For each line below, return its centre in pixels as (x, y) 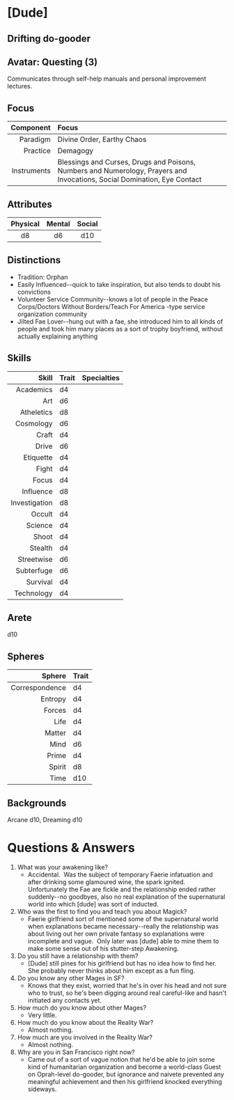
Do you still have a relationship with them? (78, 956)
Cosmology (34, 423)
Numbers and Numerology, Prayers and (122, 171)
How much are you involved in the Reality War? (85, 1037)
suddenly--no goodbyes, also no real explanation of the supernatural (126, 897)
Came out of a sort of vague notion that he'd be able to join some (121, 1060)
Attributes (30, 204)
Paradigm (35, 139)
